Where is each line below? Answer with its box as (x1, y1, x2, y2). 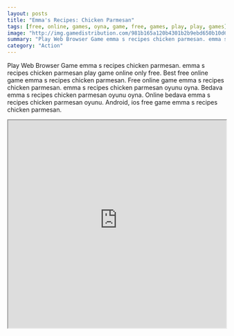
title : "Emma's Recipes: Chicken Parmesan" (7, 17, 135, 24)
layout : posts (7, 10, 48, 17)
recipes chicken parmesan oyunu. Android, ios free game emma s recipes (7, 98, 218, 106)
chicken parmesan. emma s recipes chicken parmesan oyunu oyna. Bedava (7, 84, 223, 91)
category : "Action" (7, 42, 64, 49)
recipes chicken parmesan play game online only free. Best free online (7, 69, 209, 77)
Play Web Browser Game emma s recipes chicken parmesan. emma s (7, 62, 206, 69)
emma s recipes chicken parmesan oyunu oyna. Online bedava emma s (7, 91, 211, 99)
